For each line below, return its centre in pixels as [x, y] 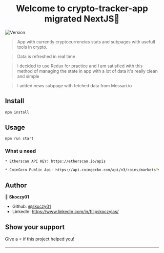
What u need [20, 151]
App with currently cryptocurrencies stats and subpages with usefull [86, 41]
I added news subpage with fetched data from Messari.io [74, 85]
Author [16, 185]
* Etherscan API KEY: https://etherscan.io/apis [55, 161]
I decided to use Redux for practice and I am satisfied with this [80, 66]
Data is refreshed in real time [46, 56]
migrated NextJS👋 [82, 19]
